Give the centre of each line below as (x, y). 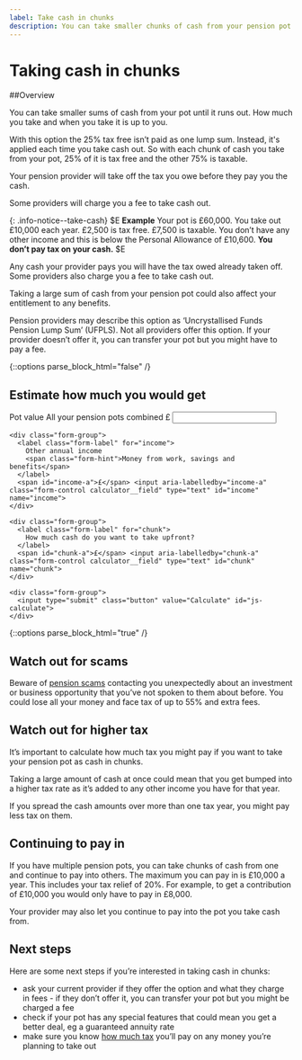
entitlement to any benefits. (60, 303)
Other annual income (64, 451)
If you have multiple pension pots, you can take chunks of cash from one (144, 865)
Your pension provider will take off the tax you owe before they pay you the (149, 176)
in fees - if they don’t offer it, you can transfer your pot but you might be (155, 998)
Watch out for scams (69, 661)
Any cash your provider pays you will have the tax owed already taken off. (146, 267)
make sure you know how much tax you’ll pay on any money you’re (147, 1036)
